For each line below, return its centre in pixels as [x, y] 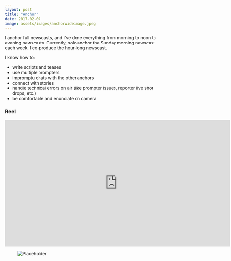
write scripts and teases [37, 67]
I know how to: [20, 58]
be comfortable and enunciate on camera [54, 99]
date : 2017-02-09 [23, 19]
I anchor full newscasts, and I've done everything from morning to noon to [81, 38]
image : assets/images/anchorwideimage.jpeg [51, 23]
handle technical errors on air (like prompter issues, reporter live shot [83, 88]
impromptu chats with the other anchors [53, 78]
